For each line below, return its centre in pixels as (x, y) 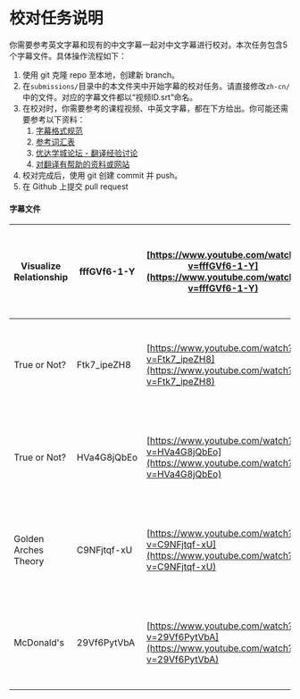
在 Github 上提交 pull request (75, 186)
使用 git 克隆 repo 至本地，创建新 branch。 (101, 75)
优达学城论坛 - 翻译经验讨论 (87, 153)
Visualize (41, 266)
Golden (29, 539)
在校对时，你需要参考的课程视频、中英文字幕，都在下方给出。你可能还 (151, 108)
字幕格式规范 (59, 130)
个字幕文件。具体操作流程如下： (68, 55)
